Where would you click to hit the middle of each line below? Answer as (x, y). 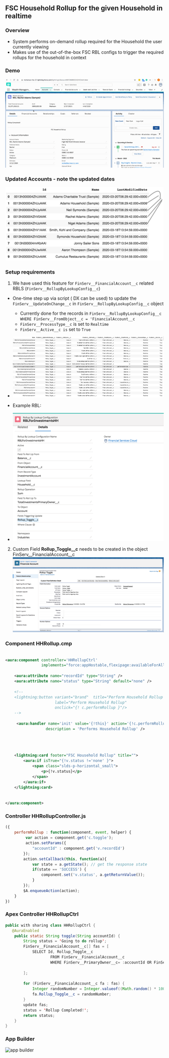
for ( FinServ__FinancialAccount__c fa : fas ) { (74, 984)
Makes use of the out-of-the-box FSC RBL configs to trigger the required (88, 52)
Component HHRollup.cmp (39, 644)
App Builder (20, 1039)
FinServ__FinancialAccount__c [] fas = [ (66, 947)
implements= (54, 665)
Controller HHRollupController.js (46, 816)
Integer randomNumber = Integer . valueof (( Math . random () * (94, 989)
